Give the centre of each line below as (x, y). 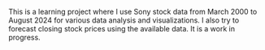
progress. (24, 37)
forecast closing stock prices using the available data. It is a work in (122, 29)
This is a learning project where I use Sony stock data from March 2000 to (133, 12)
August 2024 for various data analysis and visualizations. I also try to (124, 20)
